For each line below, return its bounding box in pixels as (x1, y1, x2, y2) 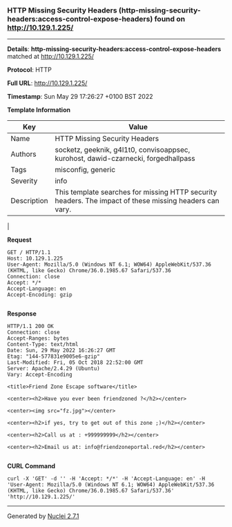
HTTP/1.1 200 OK (7, 323, 54, 330)
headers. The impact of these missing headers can (55, 196, 220, 206)
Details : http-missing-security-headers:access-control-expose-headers (7, 45, 222, 53)
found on (154, 14, 185, 23)
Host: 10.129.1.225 (7, 255, 64, 262)
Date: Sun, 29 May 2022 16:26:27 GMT (7, 347, 116, 354)
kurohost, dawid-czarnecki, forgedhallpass (55, 154, 195, 164)
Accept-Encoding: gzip (7, 291, 72, 298)
